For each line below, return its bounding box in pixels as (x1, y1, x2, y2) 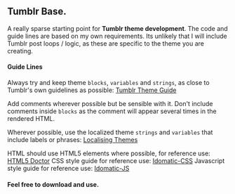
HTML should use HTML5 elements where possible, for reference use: (7, 149, 210, 157)
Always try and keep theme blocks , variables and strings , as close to (7, 79, 210, 87)
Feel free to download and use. (7, 180, 100, 188)
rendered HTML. (7, 115, 55, 123)
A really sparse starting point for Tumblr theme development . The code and (7, 24, 228, 32)
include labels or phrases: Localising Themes (7, 136, 138, 144)
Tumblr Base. (7, 6, 67, 18)
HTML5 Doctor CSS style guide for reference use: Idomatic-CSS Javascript (7, 157, 225, 165)
